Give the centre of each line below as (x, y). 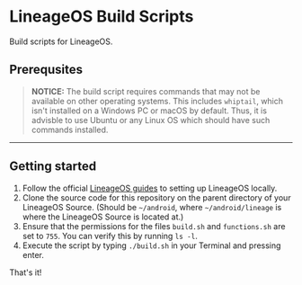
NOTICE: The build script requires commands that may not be (146, 91)
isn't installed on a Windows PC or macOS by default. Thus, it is (149, 111)
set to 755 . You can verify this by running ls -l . (110, 236)
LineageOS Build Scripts (102, 17)
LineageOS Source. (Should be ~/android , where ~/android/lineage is (152, 207)
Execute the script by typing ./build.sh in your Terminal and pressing (151, 245)
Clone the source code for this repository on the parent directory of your (156, 197)
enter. (33, 254)
